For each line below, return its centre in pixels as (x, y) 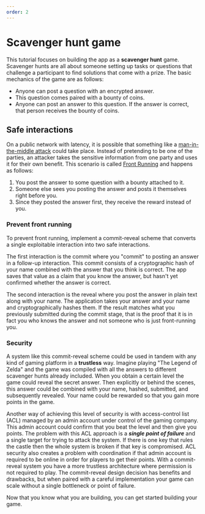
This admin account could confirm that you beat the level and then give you (102, 427)
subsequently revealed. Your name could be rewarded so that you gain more (103, 395)
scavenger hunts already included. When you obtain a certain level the (95, 376)
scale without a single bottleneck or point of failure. (71, 485)
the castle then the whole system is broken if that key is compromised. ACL (101, 446)
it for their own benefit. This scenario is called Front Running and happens (99, 164)
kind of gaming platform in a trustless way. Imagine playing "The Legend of (102, 362)
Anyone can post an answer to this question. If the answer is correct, (102, 104)
